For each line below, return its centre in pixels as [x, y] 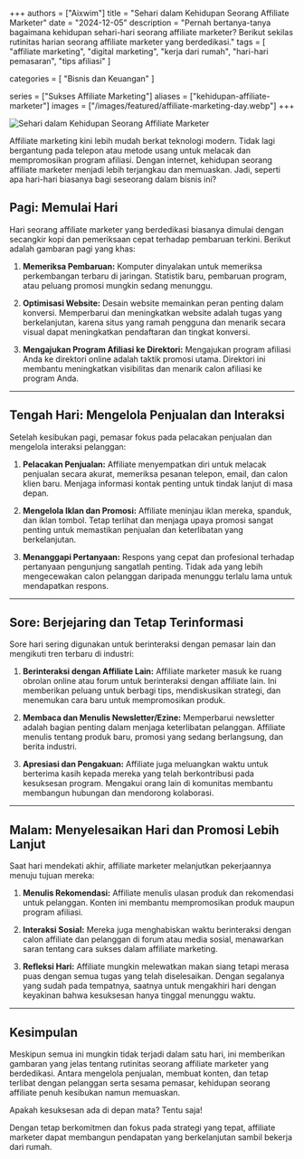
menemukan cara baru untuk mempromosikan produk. [124, 700]
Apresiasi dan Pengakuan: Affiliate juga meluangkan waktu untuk [145, 765]
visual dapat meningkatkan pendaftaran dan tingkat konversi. [136, 332]
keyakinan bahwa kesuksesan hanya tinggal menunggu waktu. [139, 995]
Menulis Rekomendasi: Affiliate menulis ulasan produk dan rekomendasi [158, 893]
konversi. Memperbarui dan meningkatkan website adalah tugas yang [152, 312]
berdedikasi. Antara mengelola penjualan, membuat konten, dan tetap [139, 1073]
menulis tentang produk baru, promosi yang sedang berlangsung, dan [152, 737]
